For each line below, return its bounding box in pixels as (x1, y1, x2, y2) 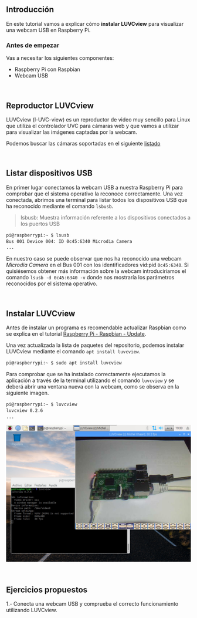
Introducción (6, 5, 55, 15)
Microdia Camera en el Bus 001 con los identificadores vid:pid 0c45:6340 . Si (6, 261, 189, 269)
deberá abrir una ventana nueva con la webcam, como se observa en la (6, 383, 179, 390)
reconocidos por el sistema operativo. (6, 280, 98, 287)
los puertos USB (20, 220, 60, 227)
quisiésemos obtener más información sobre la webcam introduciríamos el (6, 268, 186, 275)
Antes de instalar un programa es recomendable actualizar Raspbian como (6, 324, 186, 331)
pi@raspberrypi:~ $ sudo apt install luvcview (6, 360, 122, 366)
